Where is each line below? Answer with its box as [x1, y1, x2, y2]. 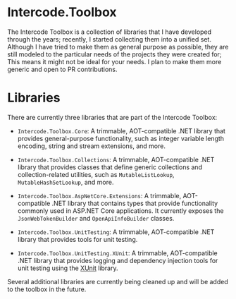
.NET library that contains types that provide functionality [51, 199, 218, 207]
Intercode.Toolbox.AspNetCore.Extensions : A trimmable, [17, 191, 182, 200]
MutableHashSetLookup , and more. [17, 178, 114, 186]
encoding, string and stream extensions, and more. [17, 142, 166, 150]
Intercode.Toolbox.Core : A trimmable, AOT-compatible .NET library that [17, 126, 225, 135]
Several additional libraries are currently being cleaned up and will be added [7, 277, 228, 286]
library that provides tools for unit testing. [17, 235, 138, 243]
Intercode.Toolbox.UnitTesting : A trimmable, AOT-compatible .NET [17, 227, 215, 236]
